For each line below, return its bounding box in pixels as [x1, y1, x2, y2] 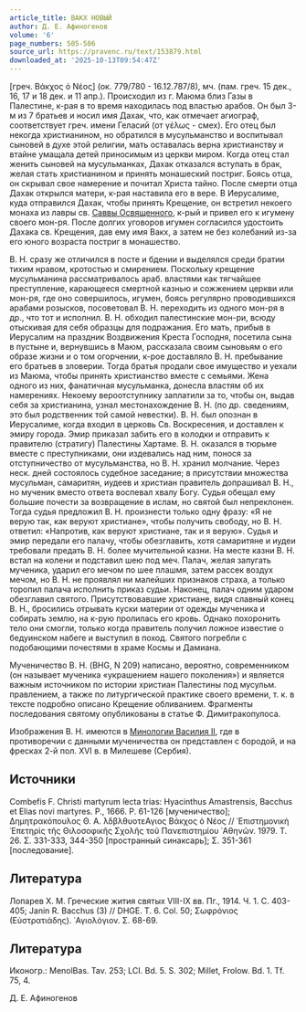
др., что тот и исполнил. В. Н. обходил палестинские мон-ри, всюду [9, 312, 276, 322]
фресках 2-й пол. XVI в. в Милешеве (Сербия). [9, 745, 192, 756]
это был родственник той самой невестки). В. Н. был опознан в [9, 409, 259, 420]
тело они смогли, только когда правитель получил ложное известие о [9, 623, 285, 633]
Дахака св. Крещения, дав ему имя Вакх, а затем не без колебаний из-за [9, 227, 297, 237]
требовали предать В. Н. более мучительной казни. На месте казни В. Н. [9, 545, 295, 555]
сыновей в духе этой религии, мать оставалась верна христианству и [9, 139, 284, 150]
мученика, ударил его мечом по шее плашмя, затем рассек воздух [9, 564, 274, 575]
